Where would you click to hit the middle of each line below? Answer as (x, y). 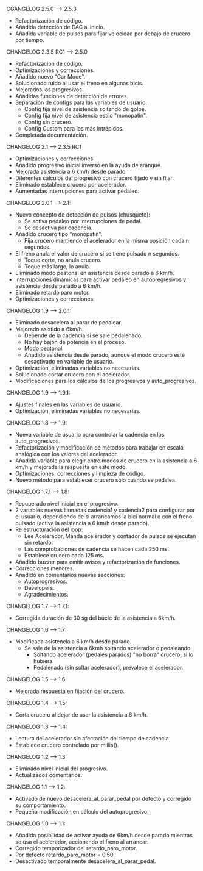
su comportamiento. (40, 805)
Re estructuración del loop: (49, 529)
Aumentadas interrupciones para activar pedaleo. (77, 191)
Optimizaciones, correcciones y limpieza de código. (80, 473)
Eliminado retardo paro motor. (52, 292)
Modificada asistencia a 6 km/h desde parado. (73, 642)
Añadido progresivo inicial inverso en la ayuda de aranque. (88, 165)
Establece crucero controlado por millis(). (67, 745)
